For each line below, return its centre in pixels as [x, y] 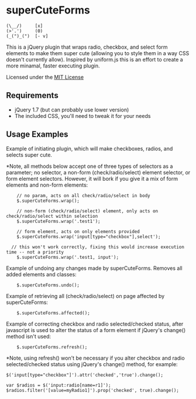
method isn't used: [29, 336]
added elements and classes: [42, 274]
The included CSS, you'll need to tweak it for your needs [82, 116]
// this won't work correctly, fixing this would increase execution [98, 247]
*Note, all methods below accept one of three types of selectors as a [90, 166]
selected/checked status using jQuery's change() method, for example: [92, 364]
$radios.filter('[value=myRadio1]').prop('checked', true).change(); [93, 390]
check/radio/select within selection [52, 216]
